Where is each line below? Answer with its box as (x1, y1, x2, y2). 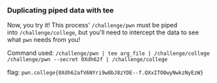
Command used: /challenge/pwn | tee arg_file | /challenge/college (7, 49, 210, 57)
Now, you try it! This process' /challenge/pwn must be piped (7, 21, 178, 29)
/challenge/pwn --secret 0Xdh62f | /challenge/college (7, 56, 168, 63)
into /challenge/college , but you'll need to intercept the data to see (7, 28, 199, 36)
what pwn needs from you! (7, 36, 81, 44)
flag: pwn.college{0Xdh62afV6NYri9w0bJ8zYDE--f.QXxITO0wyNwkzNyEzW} (7, 68, 204, 77)
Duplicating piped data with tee (7, 5, 114, 15)
